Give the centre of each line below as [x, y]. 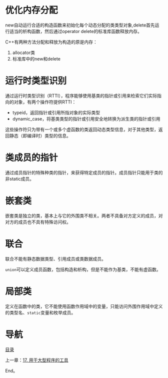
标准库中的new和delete [36, 58]
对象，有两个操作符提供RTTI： [45, 102]
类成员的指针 [32, 158]
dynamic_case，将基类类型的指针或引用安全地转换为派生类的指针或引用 [86, 118]
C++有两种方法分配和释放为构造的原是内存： [51, 42]
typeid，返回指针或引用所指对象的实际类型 [56, 112]
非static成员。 [19, 178]
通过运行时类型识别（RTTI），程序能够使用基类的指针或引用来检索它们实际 [81, 95]
